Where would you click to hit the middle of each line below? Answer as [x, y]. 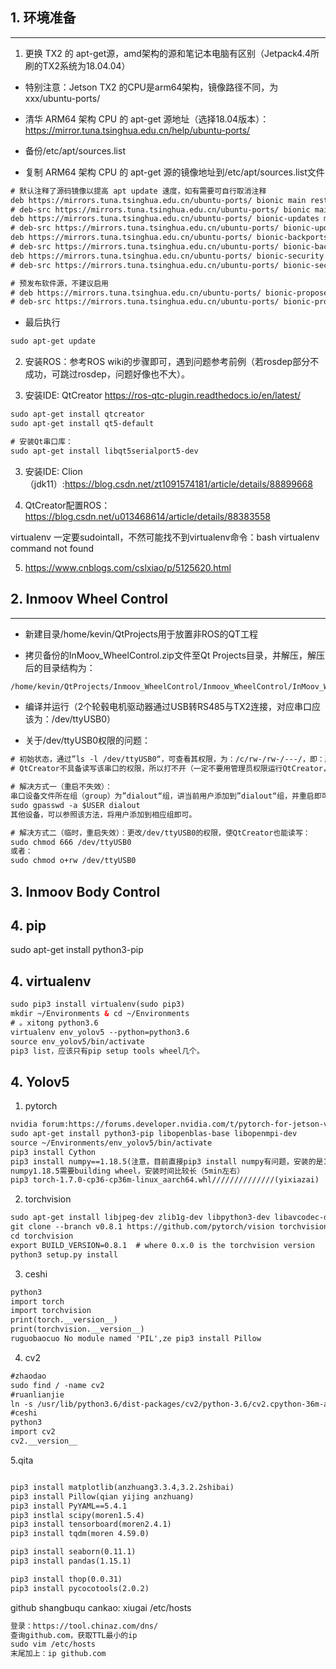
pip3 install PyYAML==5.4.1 [69, 1506]
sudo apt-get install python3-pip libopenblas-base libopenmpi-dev [154, 1134]
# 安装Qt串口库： [41, 441]
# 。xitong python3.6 [54, 1023]
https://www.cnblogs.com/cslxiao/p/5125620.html [128, 567]
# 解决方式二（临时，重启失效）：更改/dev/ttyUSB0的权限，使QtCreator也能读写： [160, 833]
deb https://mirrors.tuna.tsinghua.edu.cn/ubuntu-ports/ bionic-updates [165, 219]
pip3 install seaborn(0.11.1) [73, 1552]
